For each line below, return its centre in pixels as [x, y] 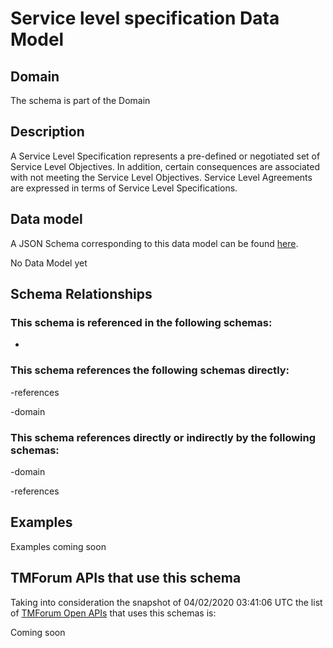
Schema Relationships [81, 294]
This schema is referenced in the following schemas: [141, 322]
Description [47, 132]
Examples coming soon [58, 546]
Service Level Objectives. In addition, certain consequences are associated [165, 166]
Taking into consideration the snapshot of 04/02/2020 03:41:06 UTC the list [166, 602]
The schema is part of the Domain [80, 100]
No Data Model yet [49, 263]
